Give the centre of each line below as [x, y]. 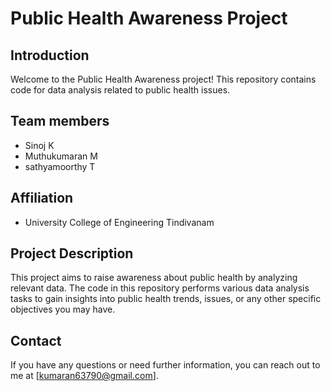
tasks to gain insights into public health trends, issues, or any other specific [166, 299]
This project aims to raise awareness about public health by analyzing [154, 278]
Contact [36, 340]
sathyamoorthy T [60, 166]
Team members [60, 121]
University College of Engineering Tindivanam [119, 222]
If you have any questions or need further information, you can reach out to [165, 365]
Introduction [50, 55]
